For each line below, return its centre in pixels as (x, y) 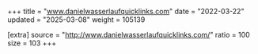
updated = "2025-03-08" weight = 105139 (76, 20)
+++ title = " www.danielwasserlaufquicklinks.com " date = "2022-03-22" (126, 11)
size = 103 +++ (32, 43)
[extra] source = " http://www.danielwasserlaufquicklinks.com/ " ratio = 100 (129, 35)
